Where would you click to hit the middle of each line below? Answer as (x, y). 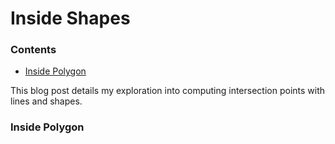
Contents (33, 50)
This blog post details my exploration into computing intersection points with (168, 91)
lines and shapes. (46, 101)
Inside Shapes (70, 18)
